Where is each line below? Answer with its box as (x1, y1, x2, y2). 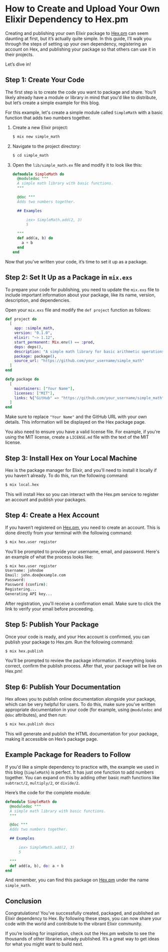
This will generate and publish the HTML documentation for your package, (5, 731, 158, 737)
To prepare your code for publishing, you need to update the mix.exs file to (5, 286, 159, 292)
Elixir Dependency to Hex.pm (5, 14, 128, 25)
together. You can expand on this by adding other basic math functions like (5, 774, 160, 780)
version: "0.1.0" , (14, 331, 52, 336)
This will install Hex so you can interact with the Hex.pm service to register (5, 491, 159, 497)
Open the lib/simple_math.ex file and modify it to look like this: (12, 162, 142, 168)
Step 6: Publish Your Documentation (5, 683, 121, 691)
